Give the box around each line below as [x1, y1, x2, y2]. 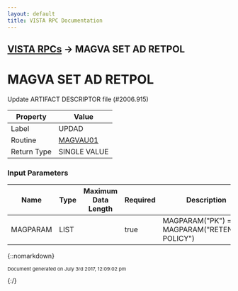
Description [186, 195, 227, 205]
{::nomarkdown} [7, 252, 55, 261]
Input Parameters [7, 168, 69, 178]
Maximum [83, 186, 118, 196]
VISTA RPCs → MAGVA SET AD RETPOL [7, 43, 186, 55]
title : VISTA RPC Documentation [7, 17, 103, 24]
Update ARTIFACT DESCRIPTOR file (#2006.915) [7, 95, 149, 103]
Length [88, 204, 113, 214]
